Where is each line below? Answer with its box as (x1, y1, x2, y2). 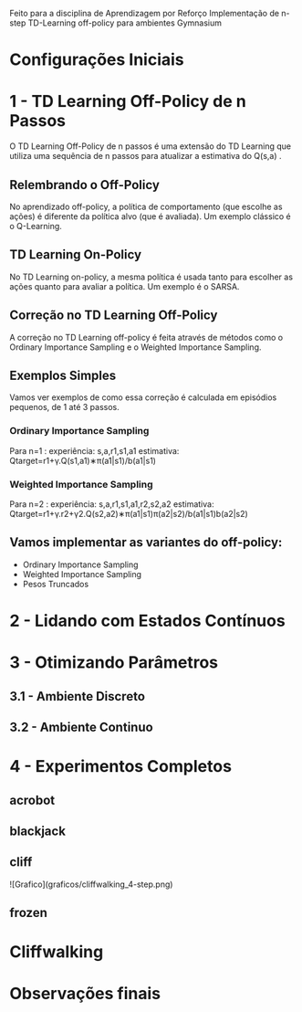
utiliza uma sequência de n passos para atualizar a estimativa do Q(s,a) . (9, 151, 282, 162)
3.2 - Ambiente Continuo (9, 719, 153, 734)
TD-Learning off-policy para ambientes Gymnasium (27, 17, 222, 28)
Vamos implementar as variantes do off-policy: (9, 534, 283, 551)
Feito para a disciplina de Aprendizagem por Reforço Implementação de (9, 8, 280, 18)
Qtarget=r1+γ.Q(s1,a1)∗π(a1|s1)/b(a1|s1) (9, 455, 157, 466)
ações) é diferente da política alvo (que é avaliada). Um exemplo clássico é (9, 210, 292, 222)
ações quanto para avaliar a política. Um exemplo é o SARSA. (9, 280, 240, 291)
